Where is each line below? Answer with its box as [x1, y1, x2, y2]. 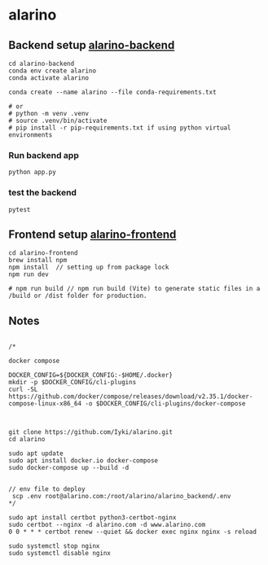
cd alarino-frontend [8, 249, 79, 257]
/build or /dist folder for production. [8, 291, 148, 300]
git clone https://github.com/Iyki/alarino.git [8, 428, 174, 436]
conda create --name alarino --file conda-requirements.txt [8, 88, 217, 96]
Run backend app [8, 149, 79, 160]
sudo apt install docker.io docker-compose [8, 457, 159, 465]
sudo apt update [8, 449, 64, 458]
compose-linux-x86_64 [8, 400, 82, 408]
